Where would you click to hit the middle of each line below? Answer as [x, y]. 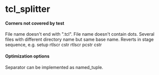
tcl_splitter [28, 9]
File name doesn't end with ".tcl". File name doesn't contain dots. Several [80, 34]
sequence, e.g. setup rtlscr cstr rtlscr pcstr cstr [53, 45]
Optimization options [27, 56]
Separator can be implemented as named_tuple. [54, 67]
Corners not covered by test [35, 23]
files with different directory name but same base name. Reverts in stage [79, 39]
